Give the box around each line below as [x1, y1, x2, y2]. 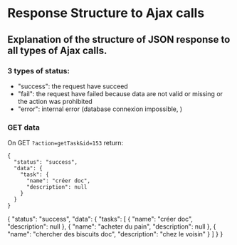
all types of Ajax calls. [7, 44, 107, 56]
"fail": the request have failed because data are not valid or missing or [17, 89, 223, 98]
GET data [7, 123, 41, 132]
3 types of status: [7, 66, 70, 75]
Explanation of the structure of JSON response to [7, 33, 231, 46]
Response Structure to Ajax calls [7, 5, 205, 21]
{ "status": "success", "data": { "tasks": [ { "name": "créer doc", [7, 215, 194, 224]
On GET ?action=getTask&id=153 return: [7, 139, 124, 147]
